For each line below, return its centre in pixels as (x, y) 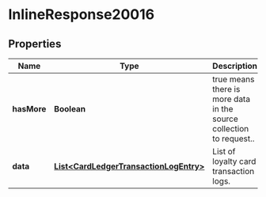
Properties (35, 44)
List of (224, 152)
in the (223, 109)
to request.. (234, 138)
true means (234, 79)
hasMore (29, 109)
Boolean (70, 109)
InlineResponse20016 (82, 15)
